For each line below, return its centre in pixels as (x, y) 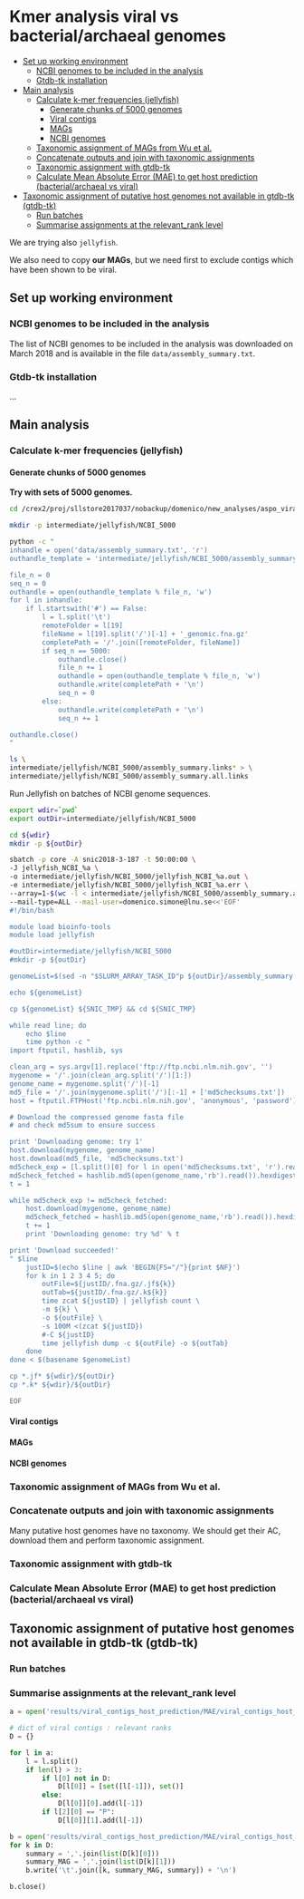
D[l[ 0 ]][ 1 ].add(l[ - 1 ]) (100, 1820)
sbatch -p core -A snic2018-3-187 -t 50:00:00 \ (103, 860)
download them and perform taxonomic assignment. (107, 1540)
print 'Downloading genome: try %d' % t (103, 1235)
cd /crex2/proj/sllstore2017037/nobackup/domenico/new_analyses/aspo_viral (155, 509)
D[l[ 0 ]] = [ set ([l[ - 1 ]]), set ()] (120, 1787)
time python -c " (58, 1042)
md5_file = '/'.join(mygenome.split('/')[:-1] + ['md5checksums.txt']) (147, 1092)
